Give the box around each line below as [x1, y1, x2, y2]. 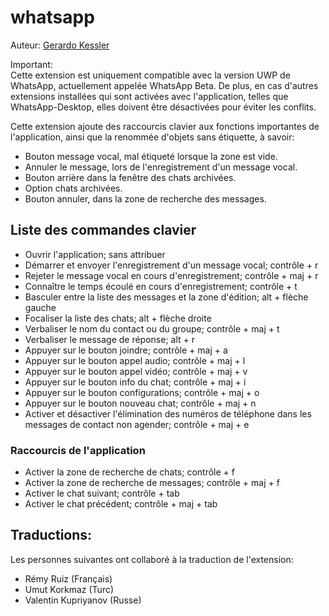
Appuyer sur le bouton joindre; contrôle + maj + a [24, 344, 228, 356]
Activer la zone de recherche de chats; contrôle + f [24, 466, 235, 478]
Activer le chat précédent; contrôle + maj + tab [24, 498, 218, 510]
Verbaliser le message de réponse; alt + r [24, 333, 196, 345]
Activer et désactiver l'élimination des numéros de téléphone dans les [24, 407, 312, 420]
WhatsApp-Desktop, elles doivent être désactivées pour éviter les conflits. [10, 101, 317, 113]
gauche [24, 301, 57, 313]
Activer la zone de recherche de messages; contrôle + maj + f [24, 477, 280, 489]
